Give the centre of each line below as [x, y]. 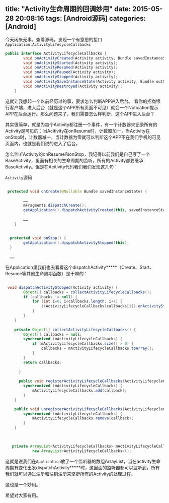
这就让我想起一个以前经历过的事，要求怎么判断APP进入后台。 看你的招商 [81, 101]
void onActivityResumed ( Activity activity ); [71, 68]
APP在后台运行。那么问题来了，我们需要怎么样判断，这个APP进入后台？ [80, 114]
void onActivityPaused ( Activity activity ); [69, 72]
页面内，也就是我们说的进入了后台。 [43, 143]
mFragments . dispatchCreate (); [55, 206]
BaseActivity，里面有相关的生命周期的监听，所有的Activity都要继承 [74, 160]
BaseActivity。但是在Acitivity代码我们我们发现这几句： [62, 167]
